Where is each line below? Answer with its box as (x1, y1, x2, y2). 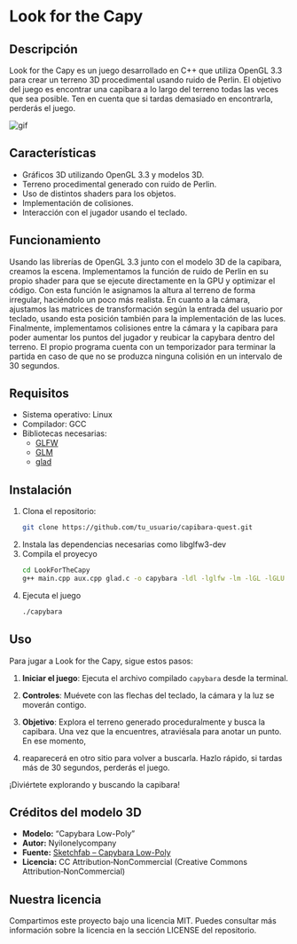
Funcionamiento (9, 233, 101, 248)
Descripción (9, 42, 78, 57)
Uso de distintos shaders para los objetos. (21, 188, 176, 199)
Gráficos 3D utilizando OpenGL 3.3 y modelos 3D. (21, 169, 205, 179)
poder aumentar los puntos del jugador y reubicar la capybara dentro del (9, 331, 275, 343)
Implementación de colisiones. (21, 197, 135, 208)
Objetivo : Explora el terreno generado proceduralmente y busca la (21, 717, 266, 727)
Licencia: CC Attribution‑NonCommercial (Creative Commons (21, 857, 248, 868)
